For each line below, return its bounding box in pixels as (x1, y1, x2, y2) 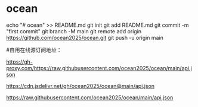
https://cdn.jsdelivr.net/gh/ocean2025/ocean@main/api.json (6, 82, 155, 89)
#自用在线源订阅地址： (6, 46, 62, 53)
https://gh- (6, 58, 33, 65)
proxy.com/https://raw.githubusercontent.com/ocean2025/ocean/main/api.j (6, 64, 192, 71)
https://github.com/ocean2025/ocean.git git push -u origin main (6, 34, 164, 41)
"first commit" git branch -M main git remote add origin (6, 27, 142, 34)
